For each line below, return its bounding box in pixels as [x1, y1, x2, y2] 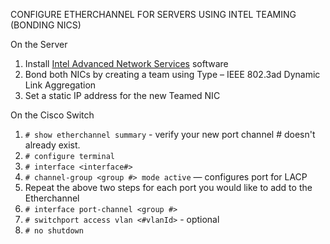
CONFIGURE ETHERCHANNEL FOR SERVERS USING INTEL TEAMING [10, 9, 297, 20]
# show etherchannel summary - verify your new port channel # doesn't [24, 129, 316, 140]
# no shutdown [24, 226, 84, 236]
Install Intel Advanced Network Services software [24, 58, 229, 69]
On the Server [10, 39, 68, 50]
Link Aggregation [24, 79, 97, 91]
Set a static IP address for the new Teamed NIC [24, 90, 221, 101]
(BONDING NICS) [10, 19, 82, 31]
